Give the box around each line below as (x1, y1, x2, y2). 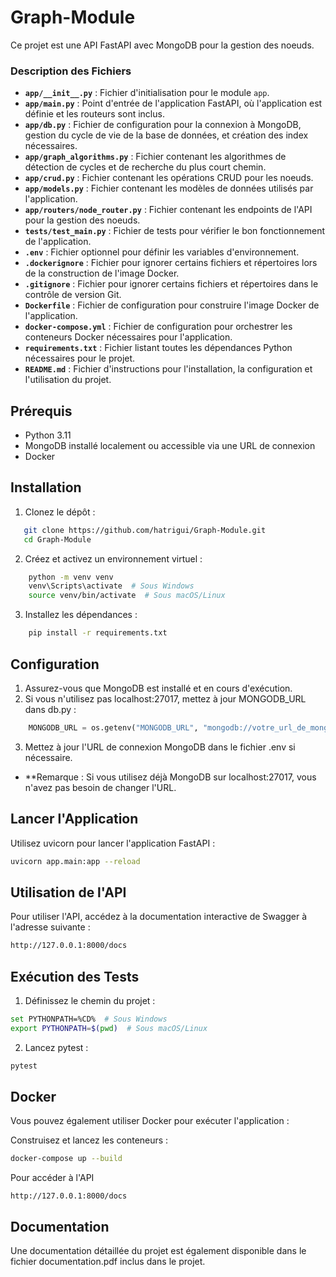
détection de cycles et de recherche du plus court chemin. (24, 161, 267, 173)
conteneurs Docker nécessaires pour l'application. (24, 331, 233, 343)
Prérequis (10, 402, 73, 420)
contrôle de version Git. (24, 289, 122, 301)
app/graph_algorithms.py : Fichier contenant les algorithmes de (24, 151, 287, 163)
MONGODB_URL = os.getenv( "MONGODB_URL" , (28, 722, 199, 733)
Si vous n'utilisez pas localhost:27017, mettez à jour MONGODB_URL (24, 692, 307, 705)
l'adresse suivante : (10, 921, 91, 933)
